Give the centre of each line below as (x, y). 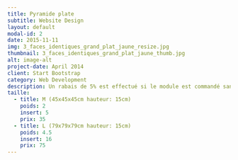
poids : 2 (33, 106)
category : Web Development (47, 80)
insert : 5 (35, 113)
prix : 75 (33, 146)
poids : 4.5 (36, 132)
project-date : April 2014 (45, 67)
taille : (19, 93)
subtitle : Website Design (45, 21)
